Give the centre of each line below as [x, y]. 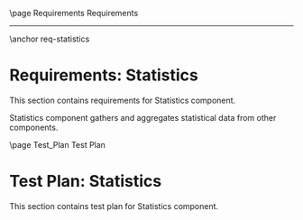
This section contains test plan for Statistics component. [114, 206]
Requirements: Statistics [104, 75]
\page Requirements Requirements [74, 13]
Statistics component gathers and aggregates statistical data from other [143, 117]
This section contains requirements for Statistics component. [123, 100]
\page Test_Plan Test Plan [58, 144]
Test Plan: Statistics [86, 182]
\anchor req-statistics [50, 39]
